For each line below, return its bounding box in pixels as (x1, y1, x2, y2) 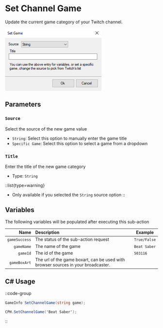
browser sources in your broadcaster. (35, 262, 111, 268)
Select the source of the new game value (5, 126, 87, 131)
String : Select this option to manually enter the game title (12, 135, 127, 141)
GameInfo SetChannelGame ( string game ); (5, 300, 86, 305)
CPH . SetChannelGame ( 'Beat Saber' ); (5, 310, 77, 314)
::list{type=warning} (5, 182, 45, 188)
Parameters (5, 100, 41, 109)
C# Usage (5, 278, 35, 286)
